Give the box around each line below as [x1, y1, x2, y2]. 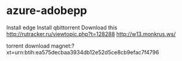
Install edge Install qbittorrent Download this [6, 24, 118, 31]
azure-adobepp [6, 4, 87, 18]
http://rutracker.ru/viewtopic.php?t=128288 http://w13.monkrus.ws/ [6, 30, 176, 37]
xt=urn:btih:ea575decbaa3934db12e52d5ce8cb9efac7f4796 [6, 48, 159, 56]
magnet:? [51, 42, 75, 49]
